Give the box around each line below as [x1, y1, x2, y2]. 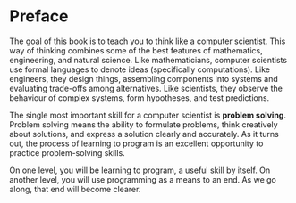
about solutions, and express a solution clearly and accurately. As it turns [9, 128, 279, 139]
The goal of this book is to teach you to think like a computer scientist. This [9, 36, 286, 46]
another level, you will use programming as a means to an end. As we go [9, 174, 277, 184]
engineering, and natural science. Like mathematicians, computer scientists [9, 54, 288, 65]
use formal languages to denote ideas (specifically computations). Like [9, 64, 271, 75]
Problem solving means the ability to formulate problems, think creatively [9, 118, 279, 130]
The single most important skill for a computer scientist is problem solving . [9, 110, 286, 120]
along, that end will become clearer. [9, 183, 141, 194]
